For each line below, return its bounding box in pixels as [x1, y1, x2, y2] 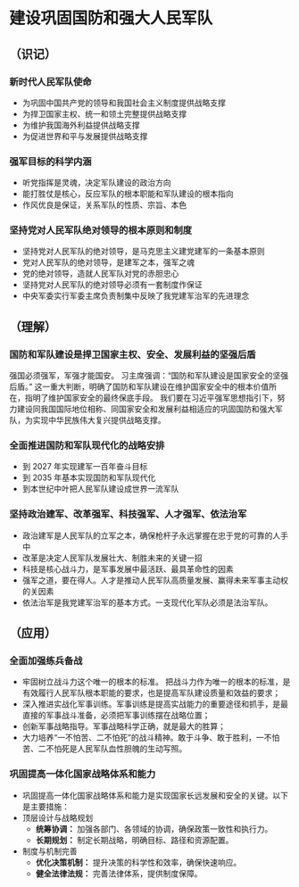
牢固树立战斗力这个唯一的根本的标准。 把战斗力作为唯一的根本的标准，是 [21, 676, 291, 687]
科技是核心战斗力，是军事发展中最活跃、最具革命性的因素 [21, 563, 234, 574]
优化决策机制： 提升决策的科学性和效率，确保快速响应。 [35, 857, 242, 867]
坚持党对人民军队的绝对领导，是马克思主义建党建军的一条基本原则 [21, 246, 265, 257]
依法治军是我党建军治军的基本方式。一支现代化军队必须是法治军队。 [21, 597, 273, 608]
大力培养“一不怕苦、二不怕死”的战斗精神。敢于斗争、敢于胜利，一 [21, 733, 265, 743]
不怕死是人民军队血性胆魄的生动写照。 [46, 743, 187, 754]
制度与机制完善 [21, 845, 78, 857]
